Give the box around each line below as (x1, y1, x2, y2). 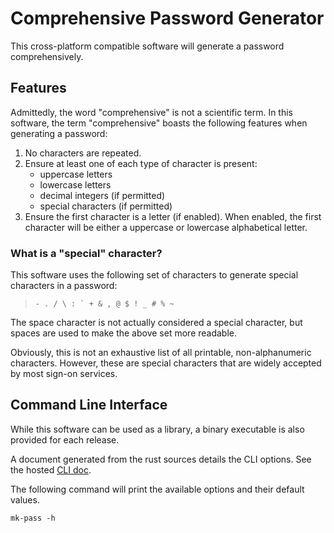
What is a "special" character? (10, 246, 163, 260)
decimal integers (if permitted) (39, 189, 166, 201)
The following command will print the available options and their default (10, 483, 305, 495)
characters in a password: (10, 280, 118, 292)
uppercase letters (39, 168, 113, 180)
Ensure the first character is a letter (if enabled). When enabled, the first (24, 210, 322, 222)
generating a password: (10, 127, 108, 139)
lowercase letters (39, 178, 112, 191)
